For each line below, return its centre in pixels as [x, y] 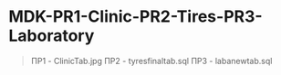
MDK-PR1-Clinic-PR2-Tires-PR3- [135, 17]
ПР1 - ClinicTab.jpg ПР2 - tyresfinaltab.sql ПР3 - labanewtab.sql [151, 61]
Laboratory [52, 36]
